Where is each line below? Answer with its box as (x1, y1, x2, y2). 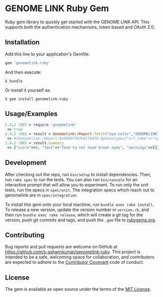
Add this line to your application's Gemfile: (5, 51, 90, 57)
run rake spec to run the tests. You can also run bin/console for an (5, 177, 138, 182)
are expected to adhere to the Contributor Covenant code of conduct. (5, 259, 144, 265)
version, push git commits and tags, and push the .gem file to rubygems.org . (5, 217, 157, 223)
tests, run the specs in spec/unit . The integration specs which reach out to (5, 187, 155, 193)
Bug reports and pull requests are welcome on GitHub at (5, 244, 118, 250)
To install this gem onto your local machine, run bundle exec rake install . (5, 201, 154, 207)
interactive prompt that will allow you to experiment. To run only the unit (5, 181, 149, 187)
